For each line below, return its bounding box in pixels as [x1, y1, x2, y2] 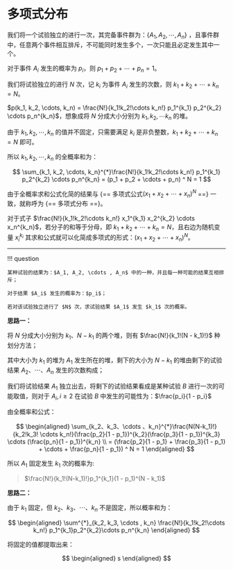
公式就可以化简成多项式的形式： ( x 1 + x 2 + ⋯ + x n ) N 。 [43, 232, 194, 243]
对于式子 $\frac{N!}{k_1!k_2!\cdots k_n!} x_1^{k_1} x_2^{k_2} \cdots [7, 214, 196, 223]
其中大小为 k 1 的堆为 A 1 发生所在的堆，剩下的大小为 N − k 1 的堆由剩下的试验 [7, 356, 223, 366]
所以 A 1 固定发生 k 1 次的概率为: [7, 459, 95, 469]
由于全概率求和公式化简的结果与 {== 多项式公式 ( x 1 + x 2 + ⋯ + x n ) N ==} [7, 188, 209, 200]
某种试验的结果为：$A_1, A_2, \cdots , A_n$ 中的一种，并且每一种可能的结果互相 [7, 269, 220, 276]
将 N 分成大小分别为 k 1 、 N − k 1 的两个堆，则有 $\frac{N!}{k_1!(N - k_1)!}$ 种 [7, 331, 221, 341]
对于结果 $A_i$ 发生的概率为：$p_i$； [7, 290, 107, 297]
